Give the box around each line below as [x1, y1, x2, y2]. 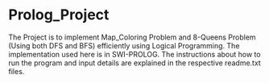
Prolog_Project [8, 6, 110, 24]
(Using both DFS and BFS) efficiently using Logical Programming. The [8, 40, 240, 50]
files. [8, 66, 25, 76]
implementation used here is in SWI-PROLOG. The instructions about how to [8, 49, 261, 59]
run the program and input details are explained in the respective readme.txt [8, 58, 262, 68]
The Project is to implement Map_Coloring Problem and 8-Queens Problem [8, 32, 256, 42]
